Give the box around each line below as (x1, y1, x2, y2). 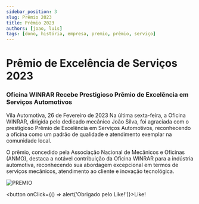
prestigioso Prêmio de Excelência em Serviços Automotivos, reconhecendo (6, 124, 191, 131)
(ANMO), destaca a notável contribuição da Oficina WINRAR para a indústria (6, 154, 194, 162)
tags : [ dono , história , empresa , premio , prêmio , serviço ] (6, 31, 156, 37)
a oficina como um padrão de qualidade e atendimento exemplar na (6, 131, 172, 138)
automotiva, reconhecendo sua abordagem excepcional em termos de (6, 161, 179, 168)
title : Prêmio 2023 (6, 20, 55, 26)
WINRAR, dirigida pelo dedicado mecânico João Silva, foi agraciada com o (6, 118, 189, 125)
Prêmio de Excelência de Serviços (6, 57, 178, 70)
